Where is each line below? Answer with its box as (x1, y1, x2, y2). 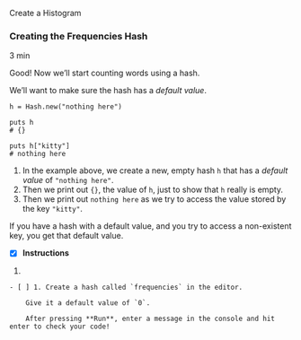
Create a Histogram (9, 8, 82, 18)
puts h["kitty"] (9, 142, 70, 151)
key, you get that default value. (9, 231, 124, 241)
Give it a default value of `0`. (25, 299, 151, 308)
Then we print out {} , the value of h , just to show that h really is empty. (22, 184, 284, 196)
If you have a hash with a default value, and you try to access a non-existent (9, 221, 292, 231)
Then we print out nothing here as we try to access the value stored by (22, 194, 287, 205)
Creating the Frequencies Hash (9, 30, 148, 42)
